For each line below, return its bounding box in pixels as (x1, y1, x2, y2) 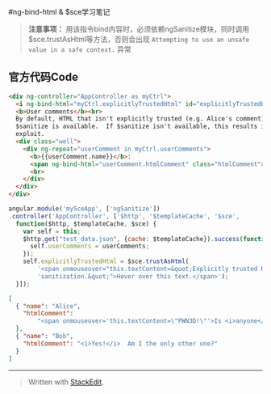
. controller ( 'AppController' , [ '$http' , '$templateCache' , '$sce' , (8, 212, 240, 220)
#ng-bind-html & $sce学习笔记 (8, 7, 110, 16)
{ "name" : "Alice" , (15, 302, 81, 310)
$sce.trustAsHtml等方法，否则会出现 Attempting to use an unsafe (27, 35, 250, 44)
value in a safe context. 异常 (27, 44, 131, 54)
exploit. (15, 130, 45, 138)
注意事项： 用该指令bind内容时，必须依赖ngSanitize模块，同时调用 (27, 24, 250, 34)
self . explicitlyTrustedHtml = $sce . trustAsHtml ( (23, 257, 190, 265)
